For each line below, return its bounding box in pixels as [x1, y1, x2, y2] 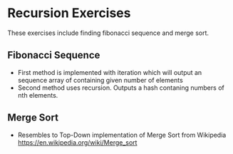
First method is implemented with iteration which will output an [17, 68, 202, 76]
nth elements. [17, 91, 58, 99]
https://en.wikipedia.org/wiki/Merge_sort [17, 138, 138, 147]
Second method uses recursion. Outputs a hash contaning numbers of [17, 83, 224, 92]
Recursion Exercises [7, 5, 131, 21]
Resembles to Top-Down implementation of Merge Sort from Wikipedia [17, 130, 227, 139]
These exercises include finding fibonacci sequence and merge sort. [7, 29, 209, 37]
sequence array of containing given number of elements [17, 76, 183, 84]
